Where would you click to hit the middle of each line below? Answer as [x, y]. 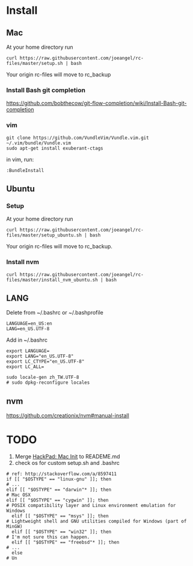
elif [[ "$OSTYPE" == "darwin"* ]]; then [59, 490]
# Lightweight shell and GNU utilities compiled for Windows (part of [96, 521]
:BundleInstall [25, 170]
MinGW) [14, 527]
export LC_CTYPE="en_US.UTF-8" [45, 361]
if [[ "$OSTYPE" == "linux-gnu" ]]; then [59, 479]
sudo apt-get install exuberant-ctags [55, 148]
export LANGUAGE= [28, 351]
